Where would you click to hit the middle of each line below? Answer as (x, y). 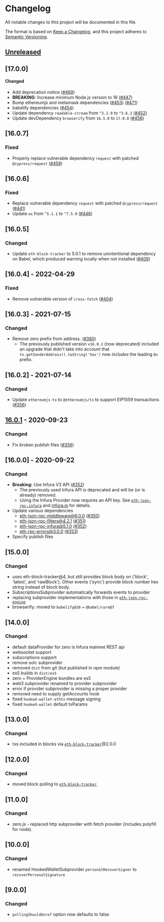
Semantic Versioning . (26, 37)
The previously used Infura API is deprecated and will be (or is (82, 490)
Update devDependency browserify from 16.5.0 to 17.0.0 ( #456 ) (78, 118)
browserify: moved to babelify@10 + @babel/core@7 (63, 607)
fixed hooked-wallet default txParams (50, 704)
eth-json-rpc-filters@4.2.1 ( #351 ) (53, 521)
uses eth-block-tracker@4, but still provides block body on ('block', (80, 577)
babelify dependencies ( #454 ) (43, 108)
